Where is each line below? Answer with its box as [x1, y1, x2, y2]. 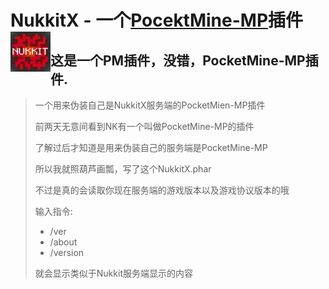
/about [49, 236, 78, 248]
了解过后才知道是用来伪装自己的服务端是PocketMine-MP [34, 142, 268, 153]
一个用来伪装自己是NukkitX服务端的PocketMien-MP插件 [34, 99, 266, 111]
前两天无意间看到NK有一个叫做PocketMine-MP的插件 [34, 121, 255, 132]
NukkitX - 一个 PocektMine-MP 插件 [10, 9, 304, 32]
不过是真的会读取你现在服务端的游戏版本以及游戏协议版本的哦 [34, 184, 290, 196]
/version [49, 247, 85, 258]
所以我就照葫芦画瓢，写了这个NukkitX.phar [34, 163, 212, 175]
